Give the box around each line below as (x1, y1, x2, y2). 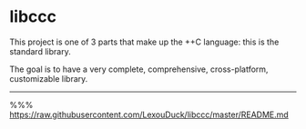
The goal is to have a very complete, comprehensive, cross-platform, (9, 64, 269, 74)
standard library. (9, 45, 71, 56)
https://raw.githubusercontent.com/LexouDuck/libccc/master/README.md (9, 109, 289, 120)
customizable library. (9, 73, 88, 84)
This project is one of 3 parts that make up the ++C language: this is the (9, 36, 280, 47)
